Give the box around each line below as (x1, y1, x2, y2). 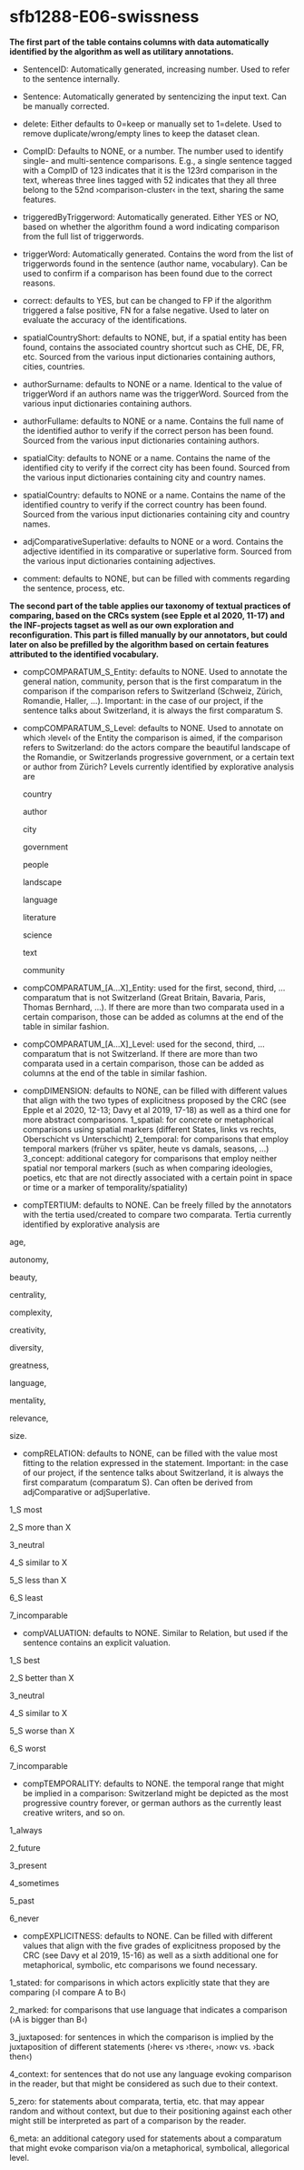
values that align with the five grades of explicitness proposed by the (22, 1940, 281, 1951)
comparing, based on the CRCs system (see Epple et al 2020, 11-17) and (9, 609, 285, 620)
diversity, (9, 1341, 44, 1352)
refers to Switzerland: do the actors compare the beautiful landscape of (22, 741, 290, 752)
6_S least (9, 1592, 44, 1602)
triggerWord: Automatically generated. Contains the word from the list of (22, 248, 294, 259)
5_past (9, 1894, 34, 1906)
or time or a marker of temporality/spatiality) (22, 1181, 189, 1192)
